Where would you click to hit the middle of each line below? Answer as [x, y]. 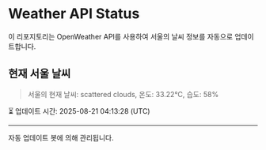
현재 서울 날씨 [40, 74]
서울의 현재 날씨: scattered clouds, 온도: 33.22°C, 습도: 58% [123, 94]
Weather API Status [74, 14]
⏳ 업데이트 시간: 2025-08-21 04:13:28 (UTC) [79, 111]
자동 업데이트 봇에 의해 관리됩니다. [61, 137]
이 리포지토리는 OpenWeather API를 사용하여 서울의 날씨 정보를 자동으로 [121, 36]
